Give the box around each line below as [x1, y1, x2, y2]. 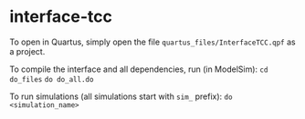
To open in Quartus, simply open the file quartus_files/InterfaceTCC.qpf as [9, 36, 296, 47]
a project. [9, 45, 46, 56]
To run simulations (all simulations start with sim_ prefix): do [9, 91, 233, 102]
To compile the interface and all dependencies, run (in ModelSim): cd [9, 64, 268, 74]
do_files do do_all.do [9, 74, 94, 84]
